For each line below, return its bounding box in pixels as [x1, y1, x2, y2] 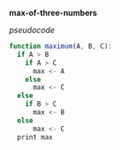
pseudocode [9, 25, 56, 35]
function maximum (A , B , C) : [9, 42, 113, 51]
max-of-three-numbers [9, 8, 98, 18]
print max [17, 132, 53, 141]
